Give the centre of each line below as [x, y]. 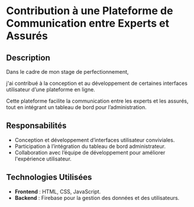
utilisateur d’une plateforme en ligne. [51, 89]
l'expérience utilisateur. [43, 159]
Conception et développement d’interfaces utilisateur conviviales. [95, 140]
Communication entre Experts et [88, 23]
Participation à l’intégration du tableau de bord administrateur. [90, 146]
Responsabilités [36, 126]
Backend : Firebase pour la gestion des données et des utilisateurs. [97, 198]
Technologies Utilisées [49, 177]
